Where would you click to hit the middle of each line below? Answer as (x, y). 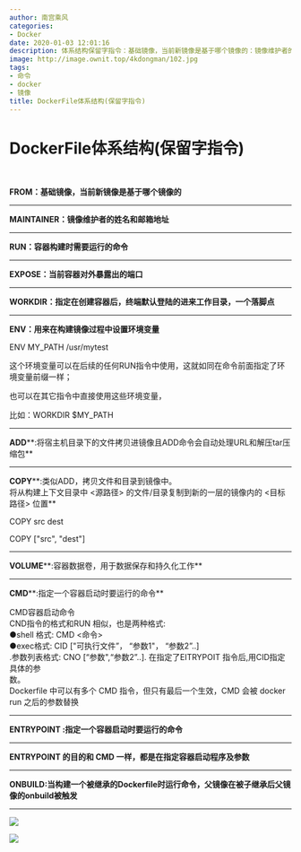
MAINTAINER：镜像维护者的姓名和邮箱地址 (89, 220)
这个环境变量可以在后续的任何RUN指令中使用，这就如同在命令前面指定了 (143, 366)
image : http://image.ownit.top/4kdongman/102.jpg (104, 59)
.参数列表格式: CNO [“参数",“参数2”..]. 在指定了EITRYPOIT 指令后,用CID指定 (147, 657)
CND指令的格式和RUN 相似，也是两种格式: (87, 623)
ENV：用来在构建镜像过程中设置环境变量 (84, 329)
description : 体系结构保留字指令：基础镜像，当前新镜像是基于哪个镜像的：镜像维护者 (149, 51)
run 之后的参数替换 (44, 702)
